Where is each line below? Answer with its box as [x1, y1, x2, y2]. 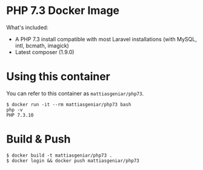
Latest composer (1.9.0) [15, 48, 75, 55]
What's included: [6, 24, 48, 31]
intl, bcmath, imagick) [15, 42, 70, 49]
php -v [6, 107, 23, 113]
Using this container [6, 70, 110, 84]
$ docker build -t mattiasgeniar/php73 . [6, 152, 113, 158]
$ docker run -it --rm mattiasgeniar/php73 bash [6, 101, 131, 107]
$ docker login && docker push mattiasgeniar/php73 [6, 157, 139, 164]
